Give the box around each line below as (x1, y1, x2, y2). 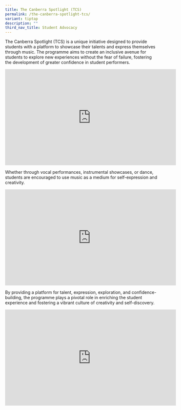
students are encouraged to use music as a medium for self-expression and (5, 174, 158, 181)
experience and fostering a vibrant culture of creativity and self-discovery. (5, 300, 155, 306)
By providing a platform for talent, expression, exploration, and (5, 289, 131, 295)
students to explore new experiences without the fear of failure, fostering (5, 54, 152, 60)
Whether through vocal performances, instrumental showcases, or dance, (5, 169, 154, 175)
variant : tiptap (5, 16, 38, 21)
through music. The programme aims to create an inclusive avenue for (5, 49, 146, 55)
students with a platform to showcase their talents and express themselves (5, 44, 156, 50)
